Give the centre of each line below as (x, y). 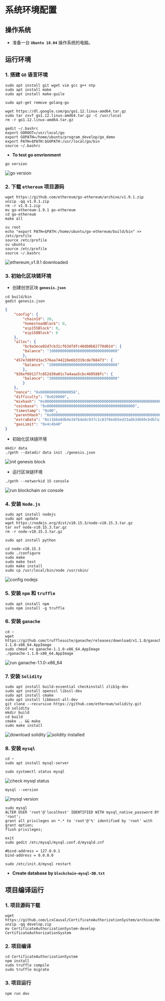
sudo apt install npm (27, 604)
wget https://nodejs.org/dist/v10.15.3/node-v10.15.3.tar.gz (69, 523)
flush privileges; (24, 830)
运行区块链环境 (27, 472)
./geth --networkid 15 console (37, 481)
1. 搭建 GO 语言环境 (27, 75)
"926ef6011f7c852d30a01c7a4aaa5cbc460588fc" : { (63, 374)
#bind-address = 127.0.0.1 (33, 851)
